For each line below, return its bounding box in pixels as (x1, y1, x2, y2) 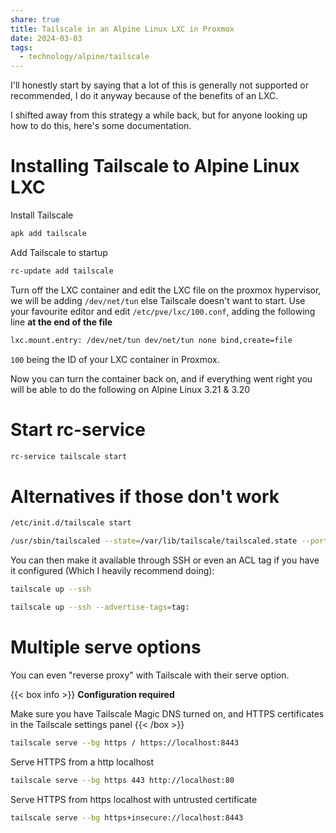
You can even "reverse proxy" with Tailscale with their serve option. (10, 669, 290, 681)
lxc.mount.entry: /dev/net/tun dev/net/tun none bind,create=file (10, 335, 293, 345)
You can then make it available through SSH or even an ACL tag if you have (10, 554, 320, 566)
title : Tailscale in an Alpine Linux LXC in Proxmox (10, 24, 235, 34)
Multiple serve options (10, 636, 202, 659)
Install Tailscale (10, 209, 74, 221)
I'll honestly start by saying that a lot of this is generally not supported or (10, 79, 309, 91)
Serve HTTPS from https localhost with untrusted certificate (10, 793, 258, 805)
